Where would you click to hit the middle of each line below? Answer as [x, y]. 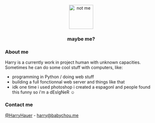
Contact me [19, 105]
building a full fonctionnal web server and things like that [68, 82]
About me [17, 52]
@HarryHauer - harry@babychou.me [42, 115]
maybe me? [81, 39]
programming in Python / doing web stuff [53, 77]
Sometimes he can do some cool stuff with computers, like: [64, 68]
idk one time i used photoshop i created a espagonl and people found [81, 87]
